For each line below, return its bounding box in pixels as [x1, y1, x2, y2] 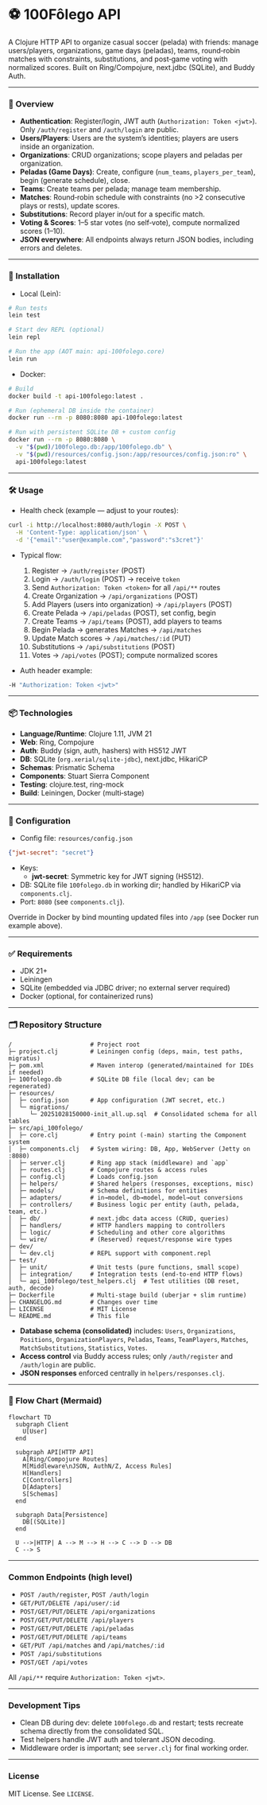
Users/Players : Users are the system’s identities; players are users [19, 134, 239, 143]
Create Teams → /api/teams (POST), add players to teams [31, 617, 222, 626]
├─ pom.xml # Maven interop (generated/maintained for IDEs [8, 1061, 254, 1069]
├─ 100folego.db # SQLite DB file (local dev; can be [8, 1075, 215, 1083]
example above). [8, 920, 63, 930]
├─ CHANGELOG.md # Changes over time [8, 1297, 158, 1306]
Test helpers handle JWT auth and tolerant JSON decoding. [19, 1735, 216, 1745]
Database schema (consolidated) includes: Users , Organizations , [19, 1325, 236, 1336]
